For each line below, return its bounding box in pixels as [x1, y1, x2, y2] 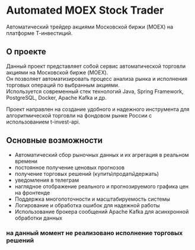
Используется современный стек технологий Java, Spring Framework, [6, 87, 184, 95]
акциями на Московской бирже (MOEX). [6, 69, 108, 76]
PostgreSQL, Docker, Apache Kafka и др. [6, 94, 107, 101]
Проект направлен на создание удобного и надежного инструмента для [6, 105, 190, 113]
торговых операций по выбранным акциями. [6, 81, 120, 88]
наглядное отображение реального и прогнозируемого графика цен [14, 182, 188, 190]
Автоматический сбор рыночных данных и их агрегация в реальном [14, 151, 189, 158]
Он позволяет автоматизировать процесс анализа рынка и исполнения [6, 75, 188, 82]
